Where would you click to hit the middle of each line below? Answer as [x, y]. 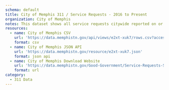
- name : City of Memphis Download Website [55, 61]
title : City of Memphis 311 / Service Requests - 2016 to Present [76, 14]
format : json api [32, 56]
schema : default [22, 10]
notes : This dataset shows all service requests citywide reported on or [84, 24]
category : [16, 75]
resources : [17, 28]
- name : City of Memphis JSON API [46, 47]
